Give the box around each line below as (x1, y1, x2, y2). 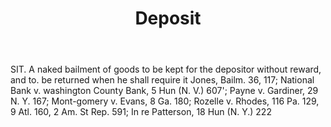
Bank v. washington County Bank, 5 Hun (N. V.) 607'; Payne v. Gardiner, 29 (10, 85, 319, 97)
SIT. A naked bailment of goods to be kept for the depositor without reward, (10, 63, 322, 76)
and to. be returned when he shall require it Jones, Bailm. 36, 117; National (10, 74, 315, 86)
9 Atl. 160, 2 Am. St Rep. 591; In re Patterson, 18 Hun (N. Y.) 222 (10, 106, 272, 118)
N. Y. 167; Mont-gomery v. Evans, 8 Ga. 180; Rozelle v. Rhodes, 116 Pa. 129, (10, 95, 320, 107)
